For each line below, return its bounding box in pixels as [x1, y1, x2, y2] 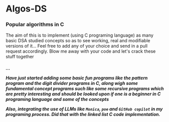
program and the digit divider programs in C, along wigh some [6, 80, 138, 86]
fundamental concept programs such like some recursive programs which [6, 86, 164, 92]
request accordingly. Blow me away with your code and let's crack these [6, 48, 156, 54]
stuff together [6, 54, 34, 60]
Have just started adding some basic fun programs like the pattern [6, 75, 148, 81]
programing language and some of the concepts [6, 96, 109, 102]
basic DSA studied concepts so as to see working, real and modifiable [6, 38, 150, 44]
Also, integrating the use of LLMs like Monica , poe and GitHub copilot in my [6, 106, 163, 112]
